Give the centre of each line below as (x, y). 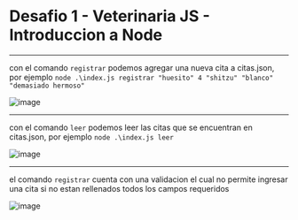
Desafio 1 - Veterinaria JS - (110, 16)
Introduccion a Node (86, 35)
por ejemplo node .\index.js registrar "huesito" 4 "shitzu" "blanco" (141, 77)
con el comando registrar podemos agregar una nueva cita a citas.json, (142, 67)
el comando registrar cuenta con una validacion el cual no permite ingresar (149, 179)
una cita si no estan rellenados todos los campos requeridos (119, 188)
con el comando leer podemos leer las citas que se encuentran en (131, 127)
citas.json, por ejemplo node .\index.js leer (92, 137)
